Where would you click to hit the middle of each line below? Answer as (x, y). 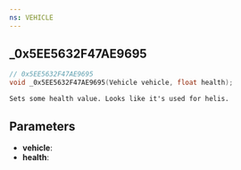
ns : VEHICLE (31, 17)
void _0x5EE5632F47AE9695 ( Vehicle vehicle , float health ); (121, 83)
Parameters (42, 126)
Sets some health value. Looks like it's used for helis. (119, 99)
